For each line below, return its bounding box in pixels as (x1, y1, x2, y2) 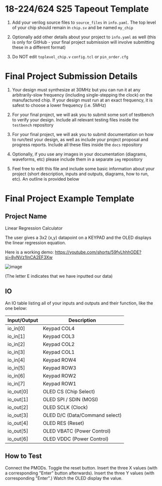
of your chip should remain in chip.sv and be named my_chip (12, 24, 133, 30)
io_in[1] (7, 333, 25, 339)
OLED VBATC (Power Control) (43, 427, 111, 434)
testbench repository (12, 122, 54, 128)
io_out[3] (7, 412, 28, 419)
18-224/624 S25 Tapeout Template (5, 3, 149, 15)
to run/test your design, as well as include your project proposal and (12, 136, 149, 142)
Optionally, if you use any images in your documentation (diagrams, (12, 151, 147, 157)
